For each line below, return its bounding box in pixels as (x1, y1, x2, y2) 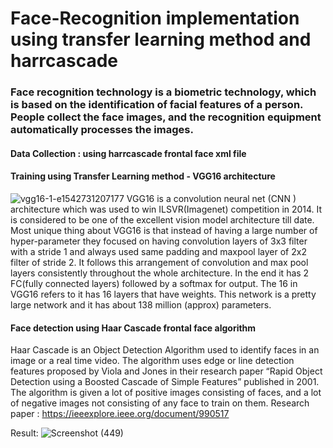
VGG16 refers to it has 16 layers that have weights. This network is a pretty (10, 288, 317, 300)
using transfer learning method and (10, 28, 312, 51)
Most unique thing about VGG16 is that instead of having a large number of (10, 224, 318, 236)
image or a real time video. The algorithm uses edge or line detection (10, 355, 295, 367)
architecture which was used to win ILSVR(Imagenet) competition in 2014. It (10, 203, 323, 215)
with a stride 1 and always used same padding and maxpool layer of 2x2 (10, 245, 307, 257)
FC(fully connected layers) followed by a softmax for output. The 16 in (10, 277, 298, 289)
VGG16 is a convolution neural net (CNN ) (126, 192, 297, 204)
